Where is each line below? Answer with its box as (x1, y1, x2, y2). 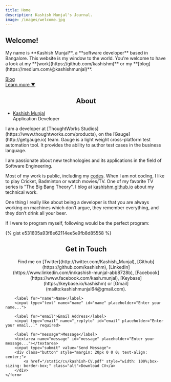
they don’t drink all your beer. (5, 210, 68, 216)
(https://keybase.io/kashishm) (43, 280, 106, 286)
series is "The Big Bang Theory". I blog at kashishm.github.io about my (5, 184, 155, 190)
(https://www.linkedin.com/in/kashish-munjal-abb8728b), (12, 269, 134, 276)
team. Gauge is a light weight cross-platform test (48, 137, 151, 142)
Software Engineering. (5, 163, 53, 169)
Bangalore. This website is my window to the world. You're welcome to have (5, 55, 166, 62)
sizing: (5, 363, 22, 368)
